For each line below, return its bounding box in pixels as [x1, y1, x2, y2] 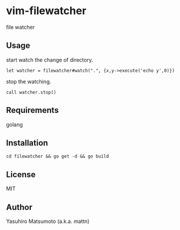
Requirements [6, 105, 59, 115]
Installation [6, 138, 48, 148]
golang [6, 121, 24, 128]
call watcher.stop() [6, 89, 57, 95]
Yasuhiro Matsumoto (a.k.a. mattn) [6, 218, 90, 225]
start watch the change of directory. [6, 56, 94, 63]
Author [6, 202, 32, 212]
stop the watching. [6, 78, 52, 85]
